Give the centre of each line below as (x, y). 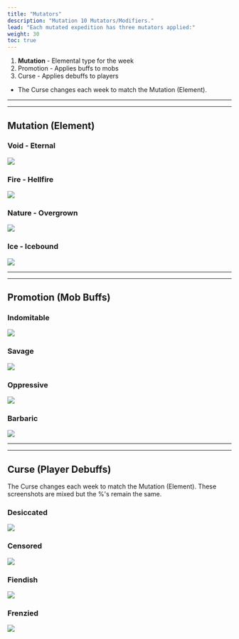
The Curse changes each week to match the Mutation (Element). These (112, 486)
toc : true (22, 41)
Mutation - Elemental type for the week (75, 61)
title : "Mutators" (34, 14)
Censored (25, 546)
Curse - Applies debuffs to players (68, 76)
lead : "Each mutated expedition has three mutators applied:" (101, 27)
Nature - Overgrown (43, 213)
